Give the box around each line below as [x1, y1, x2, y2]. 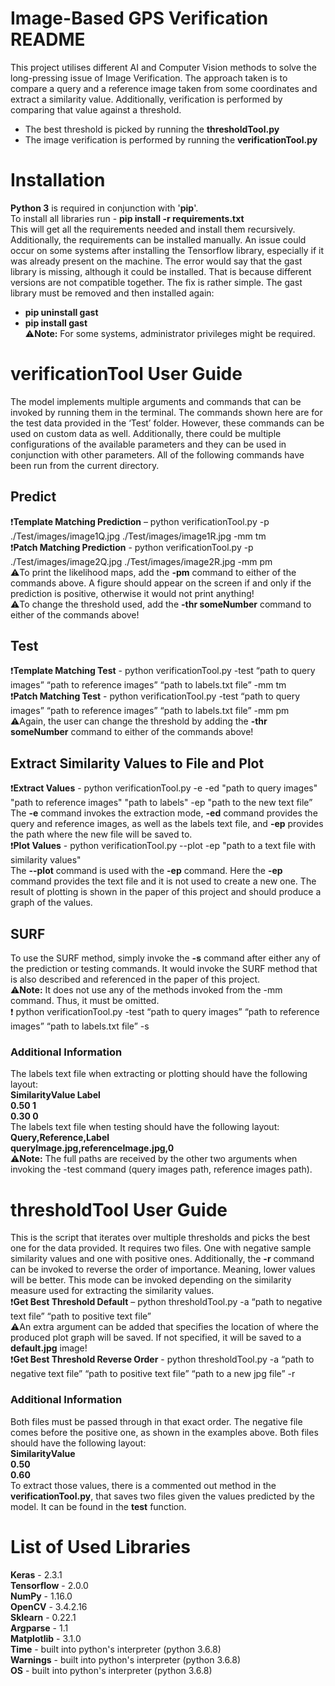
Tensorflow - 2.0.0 [10, 1579, 89, 1591]
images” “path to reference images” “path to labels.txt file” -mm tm [10, 679, 287, 691]
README [10, 28, 86, 51]
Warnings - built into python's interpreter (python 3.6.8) [10, 1653, 242, 1666]
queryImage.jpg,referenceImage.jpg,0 [10, 1142, 175, 1154]
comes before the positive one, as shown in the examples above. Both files [10, 1426, 319, 1438]
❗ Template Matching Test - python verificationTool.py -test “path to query [10, 665, 316, 677]
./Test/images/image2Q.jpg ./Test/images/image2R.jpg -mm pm [10, 555, 273, 567]
